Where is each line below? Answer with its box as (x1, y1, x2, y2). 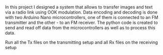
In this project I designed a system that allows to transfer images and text (5, 4, 153, 10)
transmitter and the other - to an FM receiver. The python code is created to (5, 19, 158, 25)
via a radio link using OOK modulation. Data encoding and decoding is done (5, 9, 158, 15)
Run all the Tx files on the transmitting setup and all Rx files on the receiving (5, 39, 158, 45)
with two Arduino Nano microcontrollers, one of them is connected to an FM (5, 15, 159, 20)
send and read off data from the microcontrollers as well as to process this (5, 25, 156, 31)
